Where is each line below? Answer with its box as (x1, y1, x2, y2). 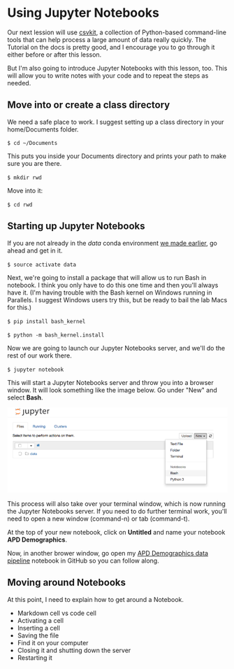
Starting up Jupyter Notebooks (7, 220, 145, 232)
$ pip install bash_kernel (7, 318, 86, 325)
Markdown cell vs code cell (17, 609, 96, 617)
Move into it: (7, 186, 43, 195)
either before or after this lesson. (7, 50, 102, 59)
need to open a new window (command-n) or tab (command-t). (7, 514, 190, 523)
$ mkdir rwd (7, 174, 42, 181)
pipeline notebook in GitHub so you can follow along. (7, 556, 159, 565)
